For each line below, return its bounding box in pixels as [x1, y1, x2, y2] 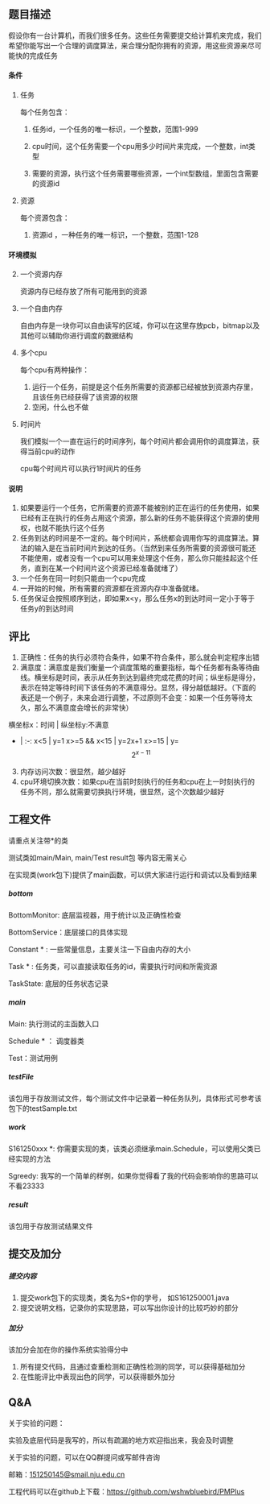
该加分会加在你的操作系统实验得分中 [8, 1344, 129, 1354]
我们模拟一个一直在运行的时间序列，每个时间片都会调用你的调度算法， [19, 437, 253, 446]
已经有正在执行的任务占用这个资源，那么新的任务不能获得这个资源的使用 [19, 513, 260, 523]
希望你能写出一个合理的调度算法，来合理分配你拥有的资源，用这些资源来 [8, 40, 247, 50]
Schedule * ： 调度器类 [8, 1036, 84, 1046]
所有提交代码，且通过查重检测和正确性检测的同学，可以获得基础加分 [19, 1361, 246, 1371]
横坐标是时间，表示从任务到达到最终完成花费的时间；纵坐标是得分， [34, 673, 260, 682]
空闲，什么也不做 [31, 402, 89, 412]
